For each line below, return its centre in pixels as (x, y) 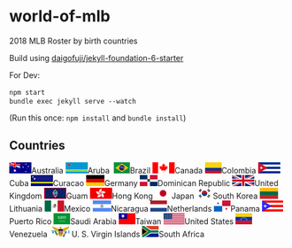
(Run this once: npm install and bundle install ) (98, 118)
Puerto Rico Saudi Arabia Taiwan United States (122, 221)
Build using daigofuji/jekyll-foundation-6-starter (96, 58)
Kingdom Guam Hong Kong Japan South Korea (134, 196)
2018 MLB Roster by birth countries (73, 41)
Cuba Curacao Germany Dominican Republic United (144, 182)
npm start (27, 92)
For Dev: (25, 75)
